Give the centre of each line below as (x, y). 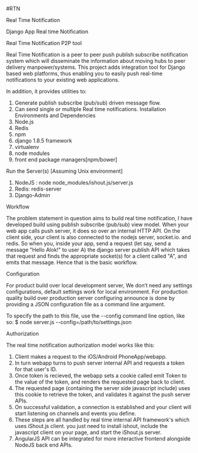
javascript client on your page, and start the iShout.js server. (88, 432)
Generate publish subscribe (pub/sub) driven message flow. (88, 103)
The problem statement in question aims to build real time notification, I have (99, 218)
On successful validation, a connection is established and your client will (103, 407)
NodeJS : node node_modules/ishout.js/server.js (74, 183)
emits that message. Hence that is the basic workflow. (72, 262)
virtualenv (27, 147)
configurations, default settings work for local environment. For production (97, 292)
